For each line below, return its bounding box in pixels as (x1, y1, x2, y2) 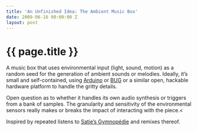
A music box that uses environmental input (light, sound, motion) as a (6, 64, 174, 71)
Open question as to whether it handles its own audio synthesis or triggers (6, 95, 186, 102)
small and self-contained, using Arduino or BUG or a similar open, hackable (6, 77, 189, 84)
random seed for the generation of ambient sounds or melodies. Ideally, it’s (6, 70, 188, 78)
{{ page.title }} (6, 45, 79, 58)
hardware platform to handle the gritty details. (6, 83, 118, 90)
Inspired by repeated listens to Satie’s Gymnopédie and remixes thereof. (6, 118, 181, 125)
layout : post (6, 19, 38, 25)
